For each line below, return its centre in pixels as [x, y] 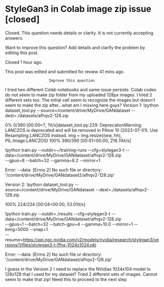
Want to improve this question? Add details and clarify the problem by [75, 47]
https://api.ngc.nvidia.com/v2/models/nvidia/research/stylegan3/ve [91, 240]
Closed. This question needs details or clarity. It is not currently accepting [79, 33]
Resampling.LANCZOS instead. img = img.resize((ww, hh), [63, 135]
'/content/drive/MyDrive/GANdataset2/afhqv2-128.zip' [60, 175]
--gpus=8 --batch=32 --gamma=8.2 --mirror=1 [53, 160]
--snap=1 [38, 229]
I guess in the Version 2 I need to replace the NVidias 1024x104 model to [78, 269]
